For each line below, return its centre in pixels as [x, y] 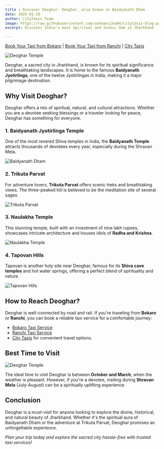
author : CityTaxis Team [29, 19]
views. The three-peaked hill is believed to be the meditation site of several [81, 190]
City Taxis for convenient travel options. [52, 337]
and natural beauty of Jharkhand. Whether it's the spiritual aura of [72, 417]
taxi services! [19, 442]
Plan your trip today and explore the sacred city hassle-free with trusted [78, 437]
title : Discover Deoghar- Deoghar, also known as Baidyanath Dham [75, 10]
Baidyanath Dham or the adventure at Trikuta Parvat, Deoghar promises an [80, 422]
